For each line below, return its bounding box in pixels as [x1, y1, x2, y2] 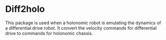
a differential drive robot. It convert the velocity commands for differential [5, 25, 157, 31]
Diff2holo [5, 3, 45, 15]
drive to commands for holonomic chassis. [5, 30, 93, 36]
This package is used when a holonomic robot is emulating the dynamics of [5, 20, 161, 26]
